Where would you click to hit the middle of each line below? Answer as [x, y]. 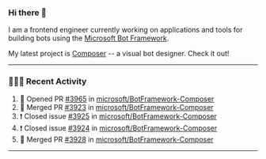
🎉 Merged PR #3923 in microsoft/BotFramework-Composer [116, 107]
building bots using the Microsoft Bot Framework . [89, 38]
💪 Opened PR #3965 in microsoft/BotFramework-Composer [117, 99]
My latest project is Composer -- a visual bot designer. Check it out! [119, 54]
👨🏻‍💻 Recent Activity [47, 81]
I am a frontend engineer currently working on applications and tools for [125, 30]
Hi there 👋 [28, 13]
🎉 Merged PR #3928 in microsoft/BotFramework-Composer [116, 139]
